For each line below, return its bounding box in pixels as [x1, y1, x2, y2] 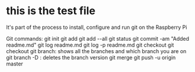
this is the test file [6, 4, 96, 18]
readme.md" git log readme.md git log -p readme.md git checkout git [6, 41, 174, 48]
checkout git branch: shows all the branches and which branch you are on [6, 47, 187, 54]
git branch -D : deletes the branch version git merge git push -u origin [6, 54, 176, 61]
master [6, 60, 24, 67]
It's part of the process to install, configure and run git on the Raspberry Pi [6, 24, 187, 31]
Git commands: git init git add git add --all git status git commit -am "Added [6, 35, 190, 42]
